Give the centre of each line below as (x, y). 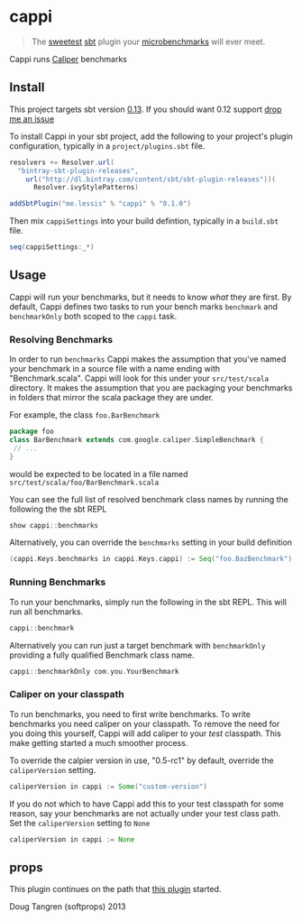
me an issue (32, 118)
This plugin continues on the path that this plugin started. (115, 889)
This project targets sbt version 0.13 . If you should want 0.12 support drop (146, 109)
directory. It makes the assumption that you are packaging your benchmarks (151, 388)
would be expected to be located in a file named (99, 474)
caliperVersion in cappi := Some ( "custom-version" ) (108, 787)
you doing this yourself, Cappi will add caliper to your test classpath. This (145, 733)
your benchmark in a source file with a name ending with (115, 369)
